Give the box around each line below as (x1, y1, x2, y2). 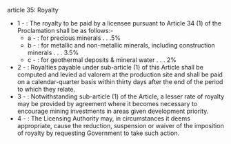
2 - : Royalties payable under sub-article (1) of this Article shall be (17, 63, 203, 71)
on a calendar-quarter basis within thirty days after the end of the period (17, 78, 223, 85)
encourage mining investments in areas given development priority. (17, 107, 209, 115)
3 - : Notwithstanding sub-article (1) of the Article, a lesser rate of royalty (17, 92, 225, 101)
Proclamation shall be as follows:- (17, 27, 114, 34)
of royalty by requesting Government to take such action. (17, 129, 180, 137)
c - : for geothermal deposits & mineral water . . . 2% (27, 56, 177, 64)
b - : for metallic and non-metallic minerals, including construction (27, 41, 215, 49)
